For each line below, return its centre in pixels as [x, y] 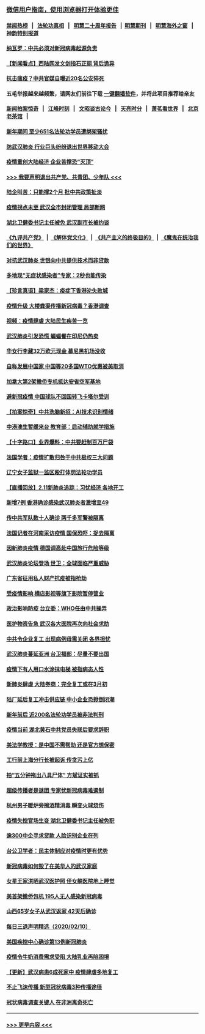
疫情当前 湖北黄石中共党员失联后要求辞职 [58, 730]
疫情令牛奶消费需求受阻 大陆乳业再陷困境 [58, 957]
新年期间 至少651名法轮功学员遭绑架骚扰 [57, 132]
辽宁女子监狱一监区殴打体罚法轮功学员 [54, 472]
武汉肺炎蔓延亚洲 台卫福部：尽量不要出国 [58, 654]
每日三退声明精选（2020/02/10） [49, 926]
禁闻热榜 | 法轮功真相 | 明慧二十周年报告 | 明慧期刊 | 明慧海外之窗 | [100, 25]
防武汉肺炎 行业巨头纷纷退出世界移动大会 [58, 147]
